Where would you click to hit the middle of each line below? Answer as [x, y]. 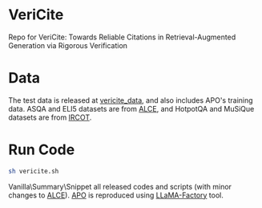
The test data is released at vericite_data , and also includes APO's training [131, 100]
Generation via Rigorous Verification [68, 45]
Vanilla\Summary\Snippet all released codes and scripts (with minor [120, 186]
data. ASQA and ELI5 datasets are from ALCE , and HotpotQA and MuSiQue [131, 108]
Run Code [42, 150]
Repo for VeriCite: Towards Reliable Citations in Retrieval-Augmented [122, 37]
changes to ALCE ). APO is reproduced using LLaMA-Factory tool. [116, 195]
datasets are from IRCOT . [50, 117]
